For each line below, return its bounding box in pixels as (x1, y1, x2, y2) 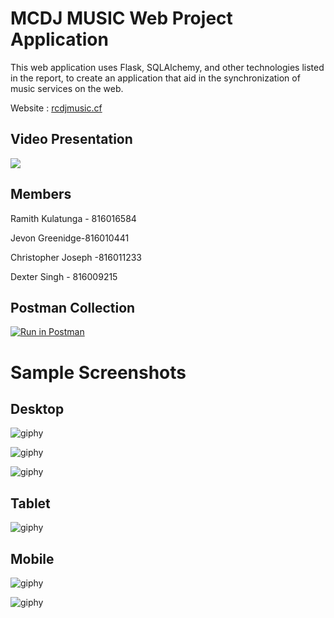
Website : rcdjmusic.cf (10, 102, 103, 114)
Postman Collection (10, 299, 136, 316)
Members (10, 186, 72, 203)
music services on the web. (10, 82, 124, 94)
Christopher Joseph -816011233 (10, 251, 143, 263)
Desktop (10, 400, 65, 417)
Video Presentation (10, 131, 133, 148)
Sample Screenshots (10, 361, 187, 384)
